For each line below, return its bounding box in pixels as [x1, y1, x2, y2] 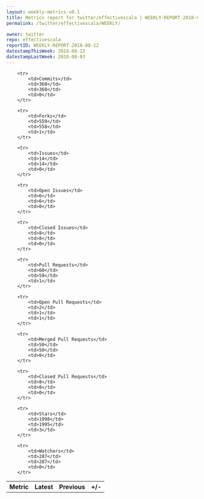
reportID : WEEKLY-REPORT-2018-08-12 [6, 43, 99, 49]
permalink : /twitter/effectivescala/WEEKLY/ [6, 20, 121, 26]
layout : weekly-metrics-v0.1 [6, 9, 80, 15]
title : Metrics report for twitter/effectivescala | [6, 15, 143, 21]
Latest [34, 483, 53, 491]
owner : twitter [6, 31, 45, 37]
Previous [59, 483, 86, 491]
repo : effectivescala [6, 37, 61, 43]
